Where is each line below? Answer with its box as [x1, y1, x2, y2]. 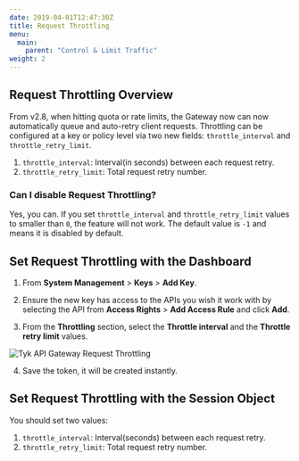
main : [17, 37, 38, 47]
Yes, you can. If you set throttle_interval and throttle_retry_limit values [9, 209, 290, 219]
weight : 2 [9, 54, 46, 63]
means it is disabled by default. [9, 228, 124, 239]
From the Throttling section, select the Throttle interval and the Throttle [21, 321, 291, 332]
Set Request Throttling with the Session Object [9, 391, 275, 407]
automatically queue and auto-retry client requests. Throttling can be [9, 120, 263, 131]
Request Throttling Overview [9, 87, 174, 103]
